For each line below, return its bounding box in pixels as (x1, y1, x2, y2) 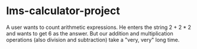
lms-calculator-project (6, 4, 120, 18)
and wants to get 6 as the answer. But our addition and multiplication (6, 30, 173, 37)
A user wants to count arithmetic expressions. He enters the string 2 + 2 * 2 (6, 24, 191, 31)
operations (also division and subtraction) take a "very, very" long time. (6, 36, 180, 43)
